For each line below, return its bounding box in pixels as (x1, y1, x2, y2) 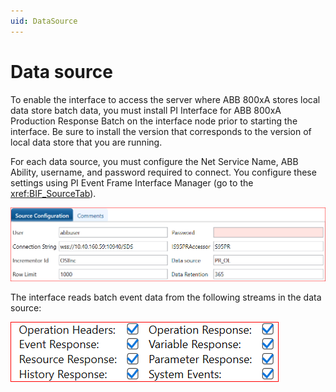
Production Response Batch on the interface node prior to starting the (10, 115, 298, 127)
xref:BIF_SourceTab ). (10, 187, 97, 199)
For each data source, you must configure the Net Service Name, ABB (10, 155, 299, 167)
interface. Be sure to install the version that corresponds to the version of (10, 125, 312, 137)
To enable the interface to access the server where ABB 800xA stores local (10, 93, 321, 105)
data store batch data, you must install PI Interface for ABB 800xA (10, 104, 282, 116)
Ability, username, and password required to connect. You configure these (10, 166, 317, 178)
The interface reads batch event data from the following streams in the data (10, 291, 322, 303)
